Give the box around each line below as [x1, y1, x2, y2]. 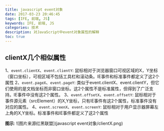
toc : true [5, 35, 25, 39]
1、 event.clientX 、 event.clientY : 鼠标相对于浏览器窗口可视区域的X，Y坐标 [5, 67, 158, 73]
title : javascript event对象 [5, 7, 63, 12]
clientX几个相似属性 [5, 54, 66, 62]
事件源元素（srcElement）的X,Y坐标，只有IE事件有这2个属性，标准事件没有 [5, 98, 157, 104]
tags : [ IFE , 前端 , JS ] [5, 16, 50, 21]
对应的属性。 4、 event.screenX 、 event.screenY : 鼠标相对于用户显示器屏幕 [5, 104, 155, 110]
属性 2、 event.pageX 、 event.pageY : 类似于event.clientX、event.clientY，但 [5, 79, 155, 85]
